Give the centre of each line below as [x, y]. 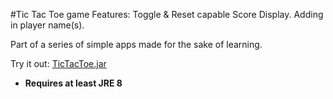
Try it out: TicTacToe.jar [58, 63]
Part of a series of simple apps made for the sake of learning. [136, 44]
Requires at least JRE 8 [73, 83]
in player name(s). [47, 25]
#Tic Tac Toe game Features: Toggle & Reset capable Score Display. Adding [167, 14]
